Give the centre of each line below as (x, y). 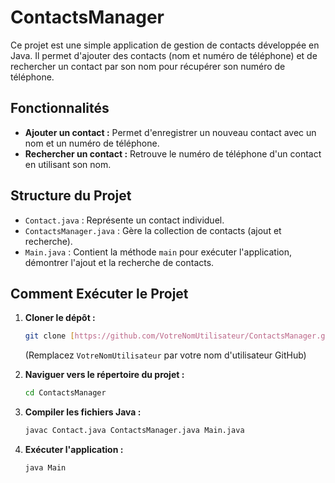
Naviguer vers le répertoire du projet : (104, 375)
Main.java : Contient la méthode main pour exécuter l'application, (158, 252)
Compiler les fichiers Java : (83, 412)
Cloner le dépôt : (60, 318)
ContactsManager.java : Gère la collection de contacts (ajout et (153, 230)
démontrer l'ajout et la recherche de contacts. (119, 262)
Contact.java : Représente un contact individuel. (124, 220)
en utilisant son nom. (68, 164)
